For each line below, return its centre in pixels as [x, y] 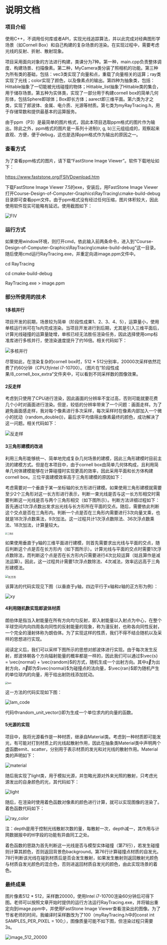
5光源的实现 [17, 725]
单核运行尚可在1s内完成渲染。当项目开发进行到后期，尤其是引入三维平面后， [83, 328]
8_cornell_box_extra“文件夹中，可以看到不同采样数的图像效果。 [76, 374]
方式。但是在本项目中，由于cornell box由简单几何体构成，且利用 [88, 464]
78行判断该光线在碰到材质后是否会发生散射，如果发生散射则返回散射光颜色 [82, 858]
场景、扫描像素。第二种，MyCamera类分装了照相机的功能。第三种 [90, 68]
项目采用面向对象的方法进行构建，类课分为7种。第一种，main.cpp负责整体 [81, 62]
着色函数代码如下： [25, 809]
